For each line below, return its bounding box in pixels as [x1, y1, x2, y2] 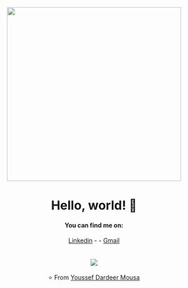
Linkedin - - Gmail [68, 237, 120, 245]
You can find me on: [64, 221, 124, 229]
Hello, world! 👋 [51, 198, 137, 214]
